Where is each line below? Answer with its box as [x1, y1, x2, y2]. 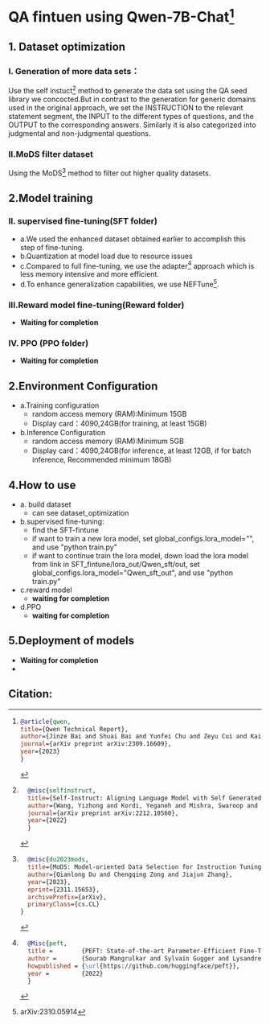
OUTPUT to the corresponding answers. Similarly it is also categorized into [8, 120, 256, 130]
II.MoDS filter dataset [8, 148, 94, 159]
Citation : [8, 687, 53, 701]
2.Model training [8, 191, 94, 205]
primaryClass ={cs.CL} [27, 900, 100, 909]
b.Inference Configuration [19, 428, 106, 438]
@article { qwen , [19, 718, 72, 726]
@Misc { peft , [27, 940, 67, 948]
